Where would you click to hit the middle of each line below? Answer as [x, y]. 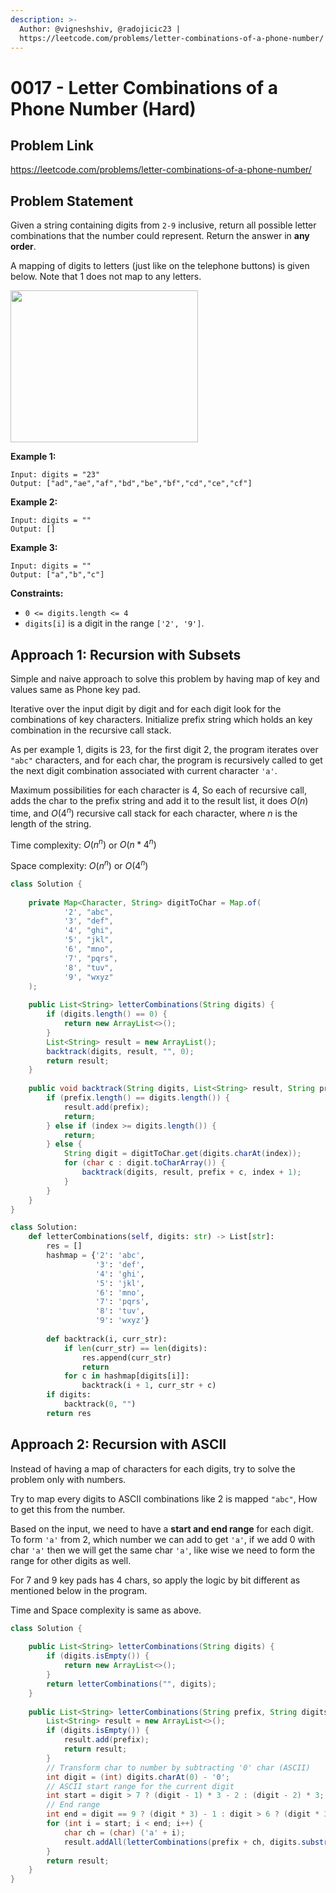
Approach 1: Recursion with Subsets [126, 654]
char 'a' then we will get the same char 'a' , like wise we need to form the [163, 1550]
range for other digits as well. [71, 1560]
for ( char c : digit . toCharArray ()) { [144, 1163]
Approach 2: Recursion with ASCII [118, 1444]
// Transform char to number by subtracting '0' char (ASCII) [178, 1767]
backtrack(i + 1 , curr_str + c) [149, 1386]
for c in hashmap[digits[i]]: [126, 1376]
